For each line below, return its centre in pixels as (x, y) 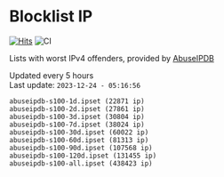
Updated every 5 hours (52, 75)
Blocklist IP (51, 16)
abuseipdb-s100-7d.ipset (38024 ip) (77, 125)
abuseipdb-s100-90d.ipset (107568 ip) (81, 148)
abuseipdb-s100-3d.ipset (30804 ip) (77, 117)
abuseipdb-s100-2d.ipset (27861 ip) (77, 109)
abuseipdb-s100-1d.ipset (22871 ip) (77, 101)
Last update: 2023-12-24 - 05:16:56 (75, 84)
